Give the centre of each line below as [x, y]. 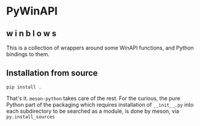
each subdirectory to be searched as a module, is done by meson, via [93, 111]
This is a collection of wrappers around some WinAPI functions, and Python [100, 48]
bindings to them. [28, 54]
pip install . [24, 87]
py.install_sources [31, 117]
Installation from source [52, 73]
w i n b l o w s [31, 33]
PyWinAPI [32, 11]
